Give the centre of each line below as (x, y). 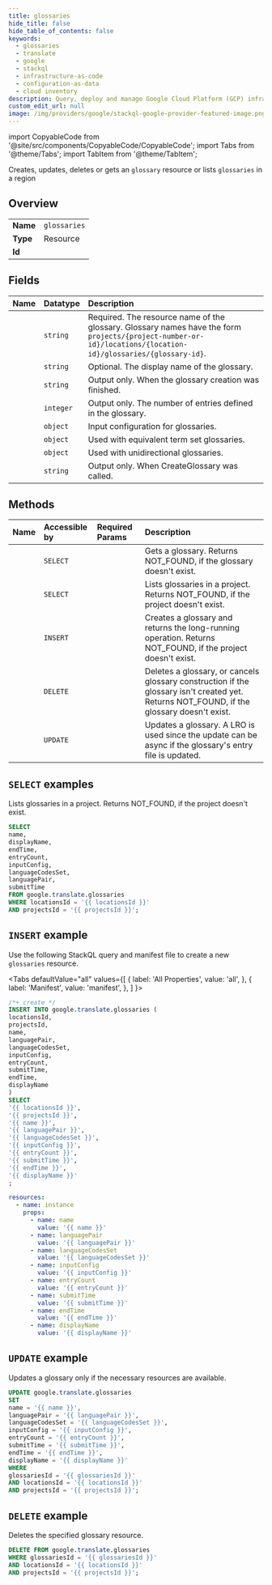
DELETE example (48, 1516)
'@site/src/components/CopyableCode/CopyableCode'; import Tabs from (132, 145)
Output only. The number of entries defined (170, 403)
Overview (34, 204)
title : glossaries (39, 16)
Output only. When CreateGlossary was (163, 465)
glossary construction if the (197, 682)
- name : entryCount (62, 1281)
